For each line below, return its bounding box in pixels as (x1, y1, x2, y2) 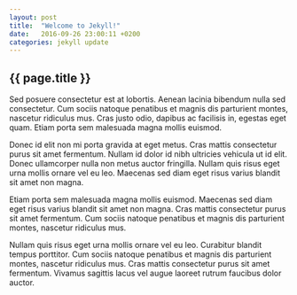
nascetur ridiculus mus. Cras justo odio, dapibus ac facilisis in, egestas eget (9, 113, 286, 124)
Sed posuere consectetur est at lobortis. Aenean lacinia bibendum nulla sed (9, 94, 286, 105)
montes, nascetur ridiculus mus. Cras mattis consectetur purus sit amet (9, 259, 270, 269)
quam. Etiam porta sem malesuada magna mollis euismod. (9, 122, 223, 133)
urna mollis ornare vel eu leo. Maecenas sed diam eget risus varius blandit (9, 167, 281, 178)
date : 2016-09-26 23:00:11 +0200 (9, 29, 141, 38)
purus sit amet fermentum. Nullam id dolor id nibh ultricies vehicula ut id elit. (9, 149, 288, 159)
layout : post (9, 12, 58, 22)
